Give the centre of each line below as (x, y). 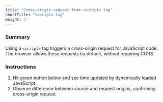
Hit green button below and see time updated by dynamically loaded (84, 78)
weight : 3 (16, 19)
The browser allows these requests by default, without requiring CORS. (80, 53)
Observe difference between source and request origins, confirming (84, 88)
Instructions (21, 66)
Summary (18, 37)
